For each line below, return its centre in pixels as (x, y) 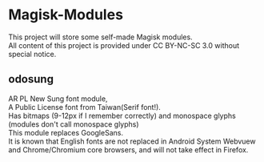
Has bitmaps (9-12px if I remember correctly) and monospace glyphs (122, 115)
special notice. (32, 54)
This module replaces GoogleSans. (66, 132)
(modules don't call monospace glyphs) (74, 124)
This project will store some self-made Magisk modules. (101, 37)
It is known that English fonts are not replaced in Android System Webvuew (132, 141)
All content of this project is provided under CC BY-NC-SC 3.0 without (124, 45)
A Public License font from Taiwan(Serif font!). (85, 107)
